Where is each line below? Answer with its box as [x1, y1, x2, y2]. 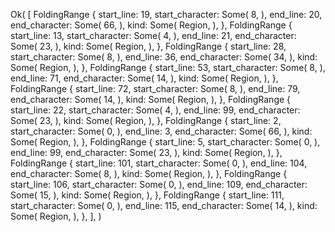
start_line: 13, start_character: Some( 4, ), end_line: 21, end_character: [10, 30, 297, 41]
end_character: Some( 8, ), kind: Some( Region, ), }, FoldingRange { [10, 168, 288, 179]
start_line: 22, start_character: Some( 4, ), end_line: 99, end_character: [10, 104, 301, 116]
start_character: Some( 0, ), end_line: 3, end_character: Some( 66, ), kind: [10, 125, 313, 137]
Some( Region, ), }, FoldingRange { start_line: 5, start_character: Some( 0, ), [10, 136, 321, 148]
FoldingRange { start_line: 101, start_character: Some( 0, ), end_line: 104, [10, 157, 308, 169]
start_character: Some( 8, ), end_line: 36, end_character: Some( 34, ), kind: [10, 51, 318, 63]
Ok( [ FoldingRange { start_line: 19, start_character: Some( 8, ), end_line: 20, [10, 9, 323, 20]
